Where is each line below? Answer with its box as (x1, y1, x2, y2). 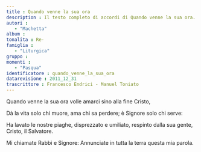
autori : (6, 20, 28, 26)
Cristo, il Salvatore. (6, 127, 53, 135)
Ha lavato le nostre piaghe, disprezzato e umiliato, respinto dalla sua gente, (6, 121, 193, 128)
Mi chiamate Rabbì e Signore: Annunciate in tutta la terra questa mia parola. (6, 139, 194, 146)
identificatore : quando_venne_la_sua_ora (6, 70, 115, 76)
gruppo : (6, 53, 28, 59)
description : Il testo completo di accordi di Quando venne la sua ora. (6, 14, 196, 20)
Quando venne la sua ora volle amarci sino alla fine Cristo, (6, 98, 151, 105)
